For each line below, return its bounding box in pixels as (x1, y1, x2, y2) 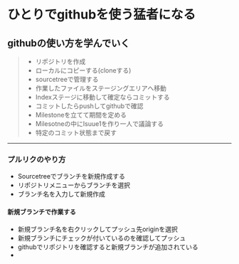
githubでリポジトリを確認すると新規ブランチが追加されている (17, 243, 199, 251)
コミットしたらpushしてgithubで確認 (35, 102, 144, 110)
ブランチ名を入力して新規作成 (17, 190, 105, 199)
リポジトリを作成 (35, 58, 86, 65)
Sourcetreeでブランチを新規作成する (17, 172, 126, 181)
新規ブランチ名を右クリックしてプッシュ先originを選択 (17, 225, 178, 233)
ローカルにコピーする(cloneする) (35, 66, 132, 75)
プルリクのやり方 (7, 154, 66, 164)
